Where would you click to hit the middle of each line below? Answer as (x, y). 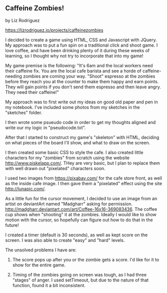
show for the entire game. (39, 265)
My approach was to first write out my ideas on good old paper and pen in (82, 102)
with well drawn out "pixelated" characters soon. (55, 168)
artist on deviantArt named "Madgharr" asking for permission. (69, 204)
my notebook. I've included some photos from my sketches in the (72, 107)
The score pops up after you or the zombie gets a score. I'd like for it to (86, 259)
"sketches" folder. (24, 112)
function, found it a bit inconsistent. (49, 285)
